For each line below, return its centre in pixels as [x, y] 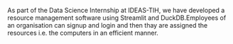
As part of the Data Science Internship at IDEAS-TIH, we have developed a [116, 10]
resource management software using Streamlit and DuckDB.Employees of [117, 18]
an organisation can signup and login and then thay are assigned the [108, 25]
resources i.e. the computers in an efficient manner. [83, 33]
